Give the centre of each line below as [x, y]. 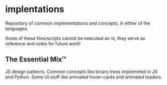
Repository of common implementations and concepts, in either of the [78, 23]
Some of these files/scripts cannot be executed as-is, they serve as [75, 38]
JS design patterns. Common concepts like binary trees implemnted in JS [81, 71]
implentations [35, 9]
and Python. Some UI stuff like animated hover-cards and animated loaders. [84, 77]
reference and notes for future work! [43, 43]
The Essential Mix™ [36, 60]
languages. [17, 28]
